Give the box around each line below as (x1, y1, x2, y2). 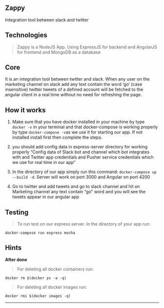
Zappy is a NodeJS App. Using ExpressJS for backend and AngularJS (17, 44, 157, 50)
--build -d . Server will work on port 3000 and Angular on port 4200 (12, 174, 150, 180)
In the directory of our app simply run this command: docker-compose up (12, 169, 157, 175)
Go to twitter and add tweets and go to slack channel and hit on (12, 184, 140, 189)
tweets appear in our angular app (12, 194, 80, 200)
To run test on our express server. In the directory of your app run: (17, 221, 150, 227)
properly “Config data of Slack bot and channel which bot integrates (12, 149, 150, 155)
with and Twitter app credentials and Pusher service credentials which (12, 154, 154, 160)
